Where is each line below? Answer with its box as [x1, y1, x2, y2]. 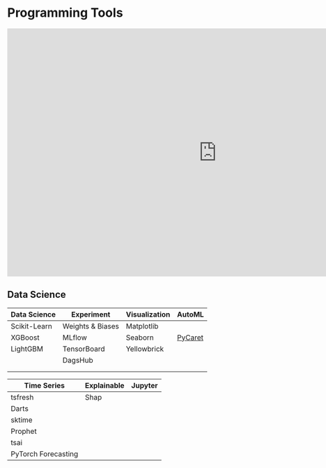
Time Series [24, 380, 65, 390]
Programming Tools [7, 5, 123, 21]
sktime [10, 415, 33, 425]
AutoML [177, 309, 204, 319]
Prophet [10, 426, 37, 436]
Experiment [70, 309, 111, 319]
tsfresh [10, 392, 34, 402]
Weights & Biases [62, 321, 120, 331]
